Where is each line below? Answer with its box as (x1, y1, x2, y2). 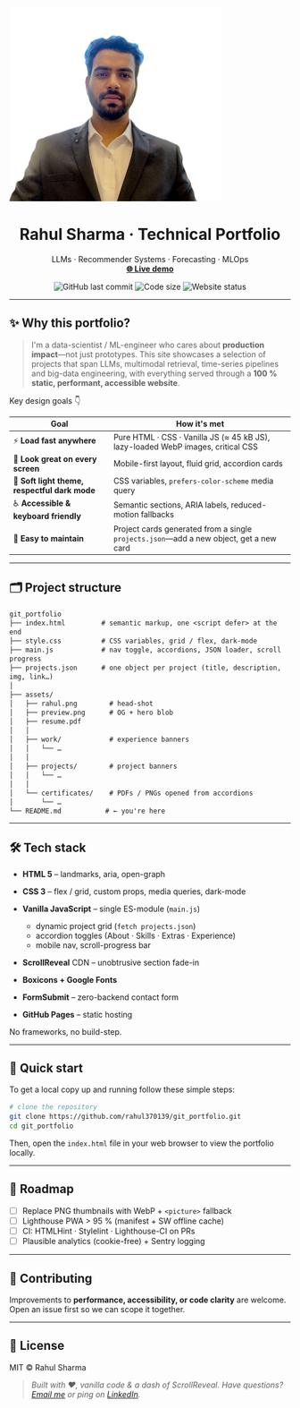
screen (12, 463, 40, 474)
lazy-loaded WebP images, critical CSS (112, 441, 259, 452)
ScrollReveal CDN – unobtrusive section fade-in (21, 957, 199, 968)
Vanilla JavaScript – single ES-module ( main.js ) (21, 903, 201, 914)
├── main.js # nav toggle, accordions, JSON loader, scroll (9, 645, 281, 654)
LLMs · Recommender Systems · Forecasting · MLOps (51, 253, 249, 264)
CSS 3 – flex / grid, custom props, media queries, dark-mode (21, 885, 246, 897)
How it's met (175, 419, 225, 430)
